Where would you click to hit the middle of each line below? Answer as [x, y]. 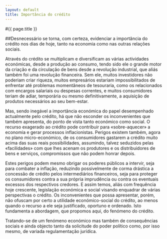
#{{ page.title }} [21, 28]
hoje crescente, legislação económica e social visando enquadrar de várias [83, 189]
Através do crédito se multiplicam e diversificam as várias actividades [77, 58]
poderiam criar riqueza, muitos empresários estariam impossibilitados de [80, 80]
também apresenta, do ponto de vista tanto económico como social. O [78, 121]
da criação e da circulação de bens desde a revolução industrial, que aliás [81, 69]
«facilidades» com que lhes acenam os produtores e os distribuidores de [80, 148]
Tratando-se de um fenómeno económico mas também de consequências [82, 220]
